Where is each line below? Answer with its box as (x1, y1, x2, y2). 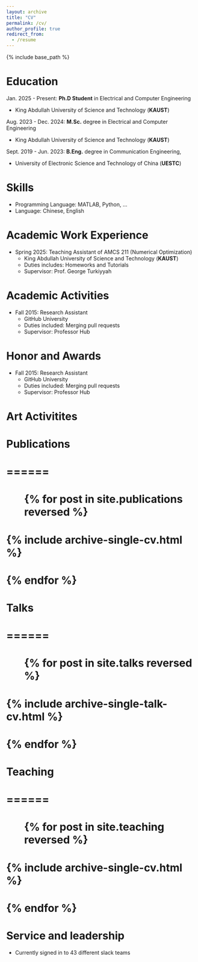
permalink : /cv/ (6, 20, 47, 26)
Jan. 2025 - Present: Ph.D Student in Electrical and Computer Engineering (6, 94, 191, 102)
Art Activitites (6, 409, 78, 423)
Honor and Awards (6, 349, 101, 363)
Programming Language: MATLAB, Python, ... (14, 201, 128, 208)
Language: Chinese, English (14, 207, 84, 215)
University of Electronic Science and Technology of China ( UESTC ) (14, 160, 182, 167)
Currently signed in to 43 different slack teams (14, 949, 131, 956)
